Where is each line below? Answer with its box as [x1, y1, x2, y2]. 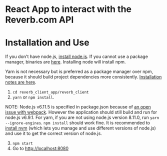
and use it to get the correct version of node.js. [5, 130, 102, 136]
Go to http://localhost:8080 [12, 145, 69, 151]
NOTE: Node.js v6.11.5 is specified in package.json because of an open [5, 104, 151, 110]
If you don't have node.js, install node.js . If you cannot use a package [5, 53, 148, 59]
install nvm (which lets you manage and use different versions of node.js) [5, 125, 156, 131]
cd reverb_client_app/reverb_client [12, 90, 89, 95]
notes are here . [5, 79, 36, 85]
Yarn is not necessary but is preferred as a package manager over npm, [5, 68, 153, 74]
